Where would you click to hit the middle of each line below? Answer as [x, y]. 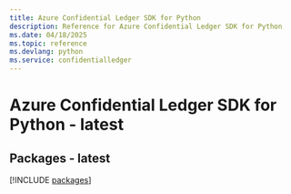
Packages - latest [60, 158]
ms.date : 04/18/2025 [49, 35]
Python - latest [67, 125]
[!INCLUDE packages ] [50, 180]
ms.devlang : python [46, 52]
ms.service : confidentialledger [70, 60]
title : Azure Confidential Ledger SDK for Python [105, 18]
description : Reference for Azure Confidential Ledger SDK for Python [146, 26]
